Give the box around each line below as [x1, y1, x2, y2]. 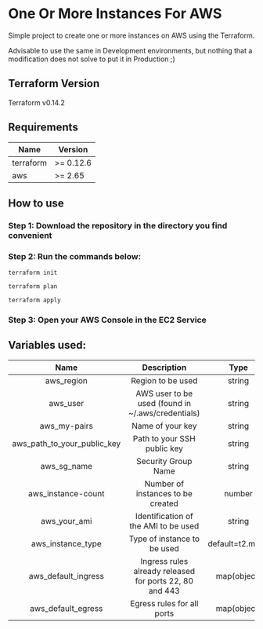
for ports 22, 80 [135, 575, 194, 586]
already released [133, 565, 196, 576]
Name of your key [131, 420, 197, 431]
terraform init [8, 269, 58, 277]
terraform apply [8, 296, 61, 305]
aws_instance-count [28, 488, 105, 499]
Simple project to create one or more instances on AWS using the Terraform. [8, 31, 255, 40]
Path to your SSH [132, 433, 196, 444]
